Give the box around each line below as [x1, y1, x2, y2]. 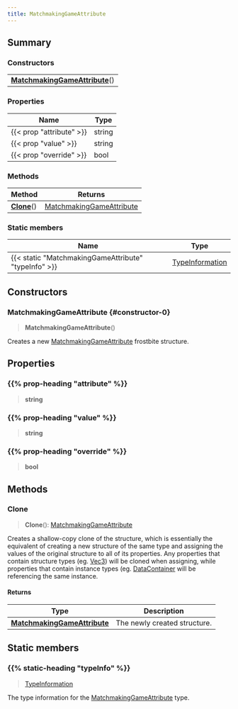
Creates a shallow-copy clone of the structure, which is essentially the [7, 534, 213, 542]
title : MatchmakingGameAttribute [7, 10, 106, 18]
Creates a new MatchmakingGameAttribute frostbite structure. [7, 337, 189, 345]
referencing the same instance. [7, 571, 98, 580]
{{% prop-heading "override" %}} [7, 446, 127, 456]
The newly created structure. [115, 618, 212, 628]
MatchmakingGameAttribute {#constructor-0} [7, 307, 171, 317]
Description [144, 606, 184, 616]
